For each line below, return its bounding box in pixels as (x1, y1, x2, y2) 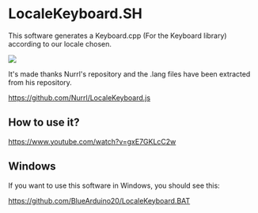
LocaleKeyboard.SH (8, 5, 142, 23)
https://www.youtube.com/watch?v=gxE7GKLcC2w (8, 136, 176, 146)
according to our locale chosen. (8, 39, 112, 48)
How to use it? (8, 116, 80, 129)
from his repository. (8, 77, 73, 87)
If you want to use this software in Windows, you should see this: (8, 181, 220, 190)
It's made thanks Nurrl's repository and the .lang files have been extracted (8, 69, 251, 79)
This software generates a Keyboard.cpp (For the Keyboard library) (8, 31, 227, 40)
